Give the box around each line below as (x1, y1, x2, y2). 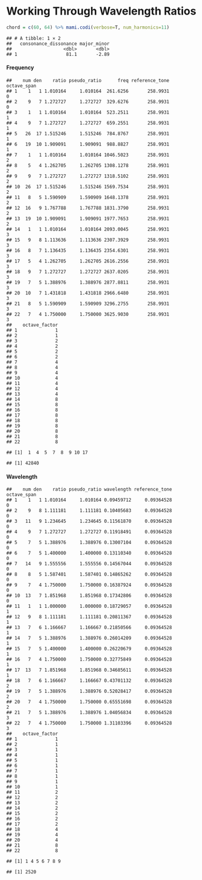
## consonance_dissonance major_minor (6, 41, 110, 47)
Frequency (6, 64, 35, 71)
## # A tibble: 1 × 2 (6, 35, 61, 41)
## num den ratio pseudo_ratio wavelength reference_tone (6, 486, 172, 493)
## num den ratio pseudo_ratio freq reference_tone (6, 78, 170, 84)
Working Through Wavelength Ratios (6, 4, 197, 18)
